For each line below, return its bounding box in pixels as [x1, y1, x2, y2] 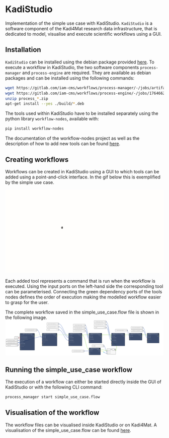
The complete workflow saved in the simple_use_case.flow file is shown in [5, 309, 159, 316]
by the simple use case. [5, 179, 54, 185]
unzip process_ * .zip [5, 96, 49, 101]
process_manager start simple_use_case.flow [5, 395, 100, 400]
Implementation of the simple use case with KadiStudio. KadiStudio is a [5, 20, 152, 26]
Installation [5, 45, 41, 54]
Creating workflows [5, 155, 69, 164]
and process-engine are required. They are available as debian [22, 70, 151, 76]
